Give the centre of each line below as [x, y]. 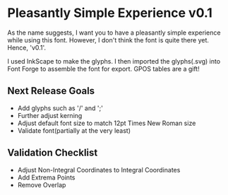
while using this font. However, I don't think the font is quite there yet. [108, 40]
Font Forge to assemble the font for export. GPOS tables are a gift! [103, 69]
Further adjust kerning [50, 115]
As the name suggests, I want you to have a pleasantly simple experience [114, 32]
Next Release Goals [51, 91]
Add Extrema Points [46, 177]
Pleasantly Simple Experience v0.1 [110, 13]
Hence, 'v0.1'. [27, 47]
